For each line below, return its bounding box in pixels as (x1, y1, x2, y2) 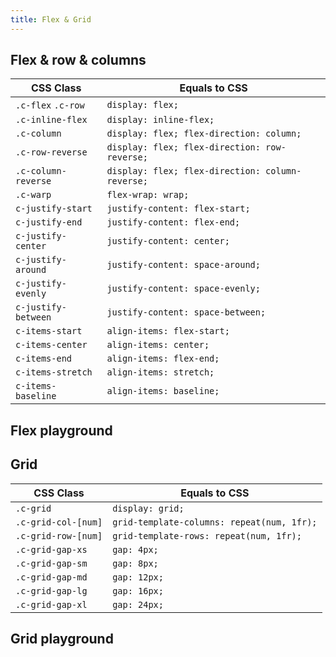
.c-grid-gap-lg (15, 585, 88, 596)
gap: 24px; (112, 599, 164, 610)
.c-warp (15, 189, 52, 201)
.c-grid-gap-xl (15, 599, 88, 610)
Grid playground (10, 631, 114, 648)
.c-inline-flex (15, 114, 88, 126)
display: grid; (112, 502, 185, 514)
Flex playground (10, 422, 113, 439)
